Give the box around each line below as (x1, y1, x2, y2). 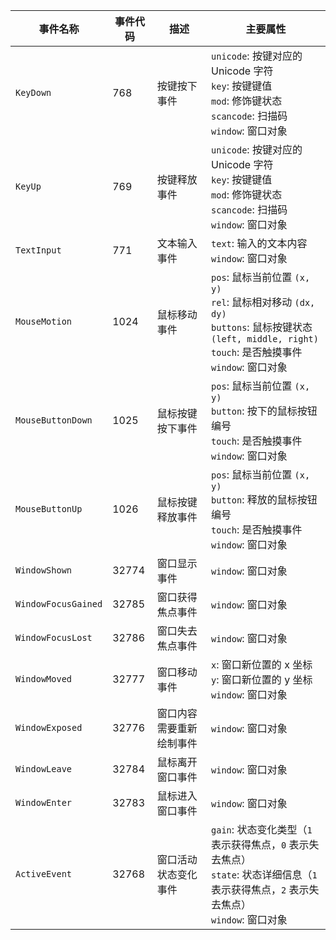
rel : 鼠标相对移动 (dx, (211, 295, 316, 309)
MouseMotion (15, 316, 73, 327)
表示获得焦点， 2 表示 (211, 883, 310, 896)
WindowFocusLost (15, 632, 93, 643)
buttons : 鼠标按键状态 (211, 320, 313, 334)
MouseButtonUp (15, 504, 83, 514)
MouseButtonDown (15, 415, 93, 426)
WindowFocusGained (15, 599, 103, 609)
